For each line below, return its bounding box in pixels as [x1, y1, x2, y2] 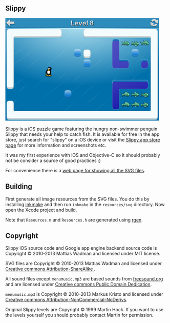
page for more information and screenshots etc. [5, 142, 107, 148]
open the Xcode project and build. [5, 207, 77, 213]
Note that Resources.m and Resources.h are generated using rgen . [5, 216, 143, 223]
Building [5, 182, 32, 191]
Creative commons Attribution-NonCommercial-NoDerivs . [5, 297, 128, 303]
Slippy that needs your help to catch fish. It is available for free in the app [5, 131, 160, 137]
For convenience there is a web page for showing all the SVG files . [5, 167, 146, 173]
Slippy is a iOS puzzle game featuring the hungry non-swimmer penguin [5, 126, 158, 132]
